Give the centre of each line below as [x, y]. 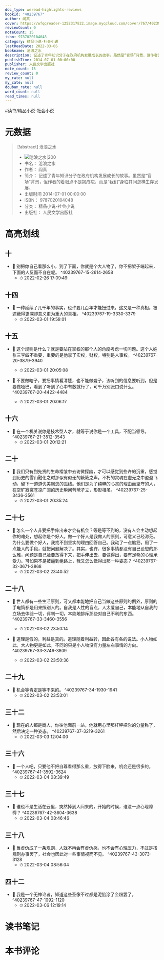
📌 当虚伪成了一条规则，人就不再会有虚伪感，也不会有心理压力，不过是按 [85, 848]
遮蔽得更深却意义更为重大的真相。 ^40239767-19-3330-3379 [74, 314]
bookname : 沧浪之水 [23, 50]
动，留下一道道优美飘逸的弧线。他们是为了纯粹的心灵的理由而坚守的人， [85, 484]
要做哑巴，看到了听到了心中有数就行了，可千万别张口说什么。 [74, 386]
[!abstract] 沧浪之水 [37, 147]
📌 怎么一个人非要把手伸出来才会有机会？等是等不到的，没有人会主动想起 [85, 530]
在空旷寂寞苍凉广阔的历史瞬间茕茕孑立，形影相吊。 [63, 490]
